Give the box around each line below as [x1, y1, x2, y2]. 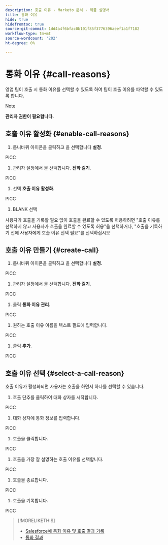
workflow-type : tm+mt [5, 31, 51, 36]
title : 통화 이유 [5, 12, 38, 17]
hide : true [5, 17, 28, 22]
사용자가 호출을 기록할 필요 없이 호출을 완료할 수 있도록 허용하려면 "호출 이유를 [5, 217, 160, 223]
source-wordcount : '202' [5, 36, 58, 41]
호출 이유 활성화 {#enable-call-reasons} [5, 130, 129, 138]
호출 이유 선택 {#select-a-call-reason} [5, 369, 124, 378]
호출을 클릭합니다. [12, 436, 48, 442]
